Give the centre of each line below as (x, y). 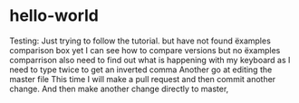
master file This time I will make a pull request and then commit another (143, 79)
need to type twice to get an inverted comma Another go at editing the (141, 70)
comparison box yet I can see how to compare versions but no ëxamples (145, 50)
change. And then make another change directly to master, (119, 89)
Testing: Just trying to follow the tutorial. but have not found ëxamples (140, 41)
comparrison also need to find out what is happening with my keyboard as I (150, 60)
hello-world (54, 16)
